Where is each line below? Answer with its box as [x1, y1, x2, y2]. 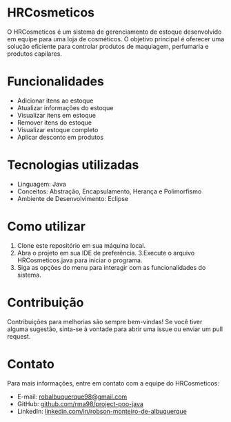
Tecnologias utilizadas [7, 157, 139, 173]
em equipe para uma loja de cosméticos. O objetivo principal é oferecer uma [7, 34, 225, 43]
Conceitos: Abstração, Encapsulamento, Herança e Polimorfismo [17, 187, 202, 196]
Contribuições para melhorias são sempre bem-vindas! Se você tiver [7, 317, 203, 326]
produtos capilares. [7, 50, 62, 58]
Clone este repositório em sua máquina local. [17, 241, 146, 249]
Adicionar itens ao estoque [17, 96, 94, 105]
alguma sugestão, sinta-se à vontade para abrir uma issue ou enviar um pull [7, 325, 223, 333]
